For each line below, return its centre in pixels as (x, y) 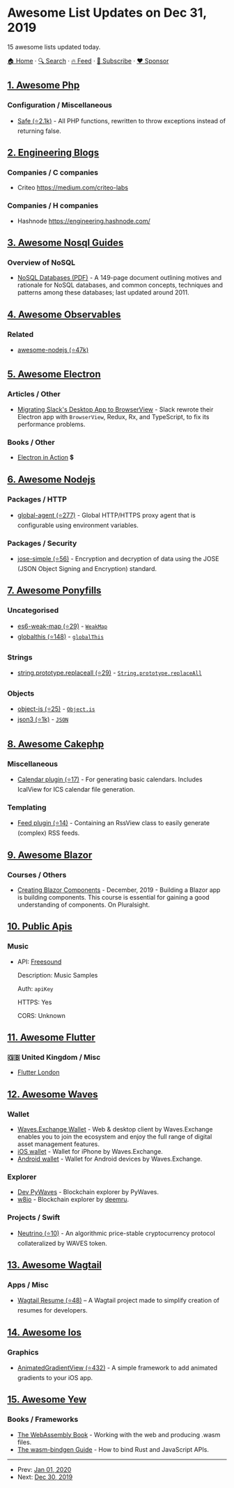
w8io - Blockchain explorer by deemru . (73, 1200)
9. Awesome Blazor (50, 855)
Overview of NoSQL (41, 263)
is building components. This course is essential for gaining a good (114, 897)
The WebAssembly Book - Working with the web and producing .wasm (119, 1434)
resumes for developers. (53, 1310)
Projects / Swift (34, 1218)
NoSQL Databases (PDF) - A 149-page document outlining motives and (119, 278)
